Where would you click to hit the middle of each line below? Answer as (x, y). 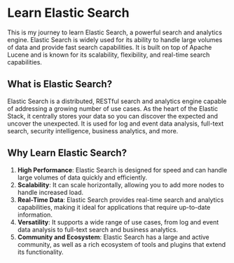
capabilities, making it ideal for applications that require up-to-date (114, 207)
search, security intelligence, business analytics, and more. (93, 130)
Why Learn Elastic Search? (67, 153)
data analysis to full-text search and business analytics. (98, 229)
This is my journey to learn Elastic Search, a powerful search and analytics (115, 32)
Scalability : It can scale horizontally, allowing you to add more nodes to (121, 184)
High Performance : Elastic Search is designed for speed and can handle (122, 170)
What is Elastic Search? (60, 85)
